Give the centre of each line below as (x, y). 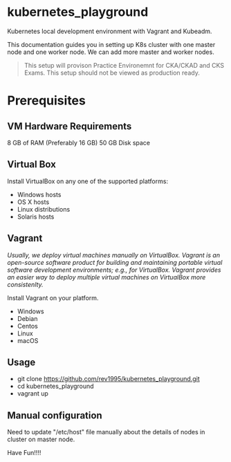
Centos (27, 326)
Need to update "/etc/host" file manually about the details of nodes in (106, 432)
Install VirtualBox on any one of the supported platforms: (87, 181)
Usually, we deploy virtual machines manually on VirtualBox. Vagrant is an (113, 255)
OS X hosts (33, 202)
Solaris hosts (36, 216)
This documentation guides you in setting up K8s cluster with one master (111, 44)
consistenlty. (25, 284)
